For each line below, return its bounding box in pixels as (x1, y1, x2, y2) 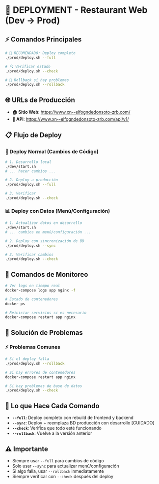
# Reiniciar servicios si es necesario (5, 310, 87, 315)
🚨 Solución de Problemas (5, 328, 83, 337)
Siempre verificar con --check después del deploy (12, 473, 114, 479)
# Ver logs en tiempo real (5, 283, 60, 289)
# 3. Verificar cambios (5, 252, 54, 257)
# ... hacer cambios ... (5, 168, 56, 174)
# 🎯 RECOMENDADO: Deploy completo (5, 51, 76, 56)
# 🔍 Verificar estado (5, 64, 51, 69)
